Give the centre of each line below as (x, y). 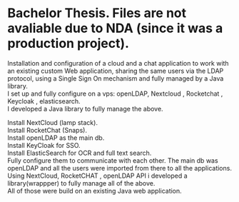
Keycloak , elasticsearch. (44, 101)
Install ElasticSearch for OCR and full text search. (80, 153)
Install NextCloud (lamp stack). (53, 122)
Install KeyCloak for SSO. (44, 145)
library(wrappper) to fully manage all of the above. (81, 183)
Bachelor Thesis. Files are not (97, 13)
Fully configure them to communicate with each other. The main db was (113, 160)
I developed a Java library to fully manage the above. (85, 108)
